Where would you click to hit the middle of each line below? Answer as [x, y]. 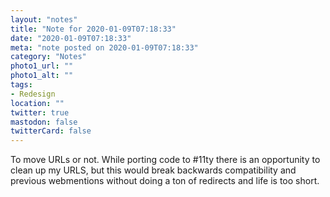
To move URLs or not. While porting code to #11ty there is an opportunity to [165, 160]
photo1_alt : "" [42, 76]
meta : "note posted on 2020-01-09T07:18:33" [104, 47]
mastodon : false [44, 122]
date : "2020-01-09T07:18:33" [71, 38]
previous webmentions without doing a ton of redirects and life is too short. [165, 181]
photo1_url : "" [42, 66]
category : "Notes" [48, 57]
